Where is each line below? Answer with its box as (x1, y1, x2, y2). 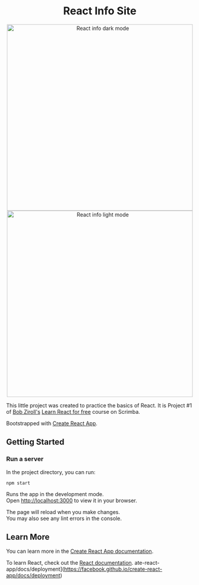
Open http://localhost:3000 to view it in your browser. (6, 497, 138, 504)
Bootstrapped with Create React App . (6, 419, 98, 427)
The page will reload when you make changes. (6, 508, 121, 515)
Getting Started (6, 437, 65, 447)
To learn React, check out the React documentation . (6, 559, 134, 567)
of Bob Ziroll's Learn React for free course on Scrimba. (6, 408, 141, 415)
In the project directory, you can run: (6, 468, 96, 475)
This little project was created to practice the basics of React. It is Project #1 (6, 401, 192, 409)
